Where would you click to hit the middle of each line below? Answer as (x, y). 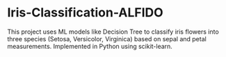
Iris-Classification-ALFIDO (85, 13)
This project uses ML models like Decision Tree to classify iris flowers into (113, 32)
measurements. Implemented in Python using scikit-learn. (90, 46)
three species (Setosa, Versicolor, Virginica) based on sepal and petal (107, 38)
